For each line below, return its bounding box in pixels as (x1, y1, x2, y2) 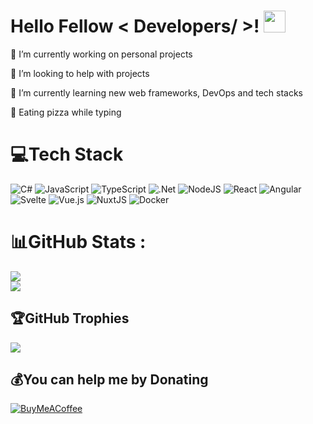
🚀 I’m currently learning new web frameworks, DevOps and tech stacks (10, 86, 303, 99)
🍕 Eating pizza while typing (10, 106, 122, 118)
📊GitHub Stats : (10, 231, 147, 254)
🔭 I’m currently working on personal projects (10, 48, 193, 60)
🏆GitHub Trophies (10, 310, 130, 327)
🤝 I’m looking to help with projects (10, 67, 150, 79)
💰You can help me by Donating (10, 371, 209, 389)
